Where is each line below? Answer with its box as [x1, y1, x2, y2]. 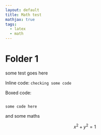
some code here [5, 104, 37, 109]
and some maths [5, 113, 40, 119]
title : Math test [5, 12, 42, 17]
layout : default [5, 7, 39, 13]
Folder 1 [5, 53, 39, 65]
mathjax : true [5, 17, 35, 22]
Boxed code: [5, 90, 32, 96]
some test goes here [5, 70, 48, 76]
